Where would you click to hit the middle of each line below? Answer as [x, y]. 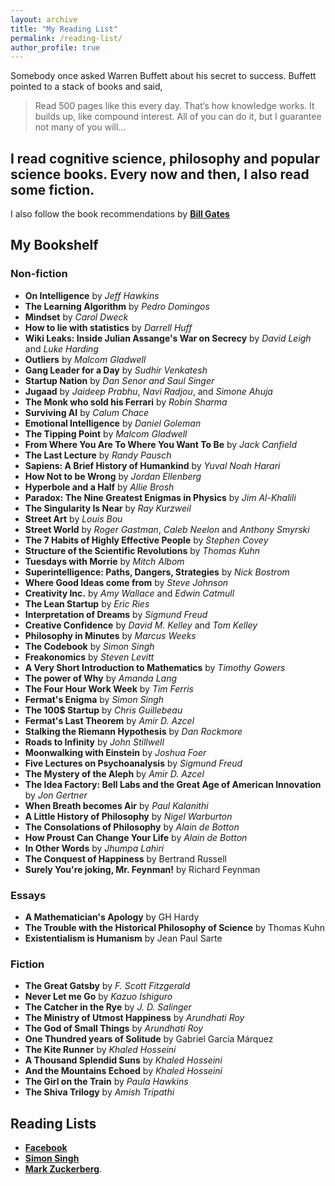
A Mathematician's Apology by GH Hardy [112, 917]
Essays [28, 895]
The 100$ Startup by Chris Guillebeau [103, 710]
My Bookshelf [54, 245]
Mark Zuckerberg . [63, 1169]
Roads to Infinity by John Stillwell [94, 742]
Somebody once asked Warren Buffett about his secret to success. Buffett [163, 76]
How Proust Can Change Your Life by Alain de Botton [136, 837]
